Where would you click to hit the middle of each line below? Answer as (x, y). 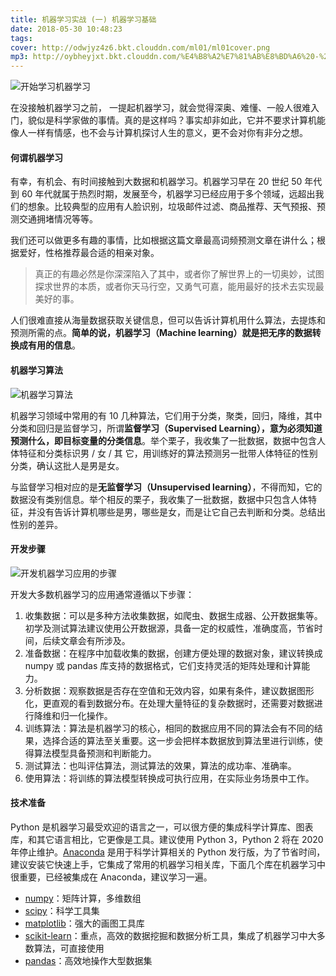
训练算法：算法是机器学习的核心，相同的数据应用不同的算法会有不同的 (169, 728)
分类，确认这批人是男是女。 (67, 465)
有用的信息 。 (54, 345)
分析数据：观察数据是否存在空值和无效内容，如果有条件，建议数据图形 (169, 690)
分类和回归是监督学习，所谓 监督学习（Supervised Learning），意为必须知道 (166, 428)
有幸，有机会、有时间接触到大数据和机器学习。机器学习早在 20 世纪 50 (156, 182)
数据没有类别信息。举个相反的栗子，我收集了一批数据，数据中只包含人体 (159, 499)
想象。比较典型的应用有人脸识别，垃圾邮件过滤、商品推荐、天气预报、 (172, 207)
